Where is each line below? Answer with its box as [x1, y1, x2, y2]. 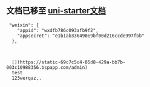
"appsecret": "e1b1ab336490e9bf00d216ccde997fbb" [17, 33, 145, 39]
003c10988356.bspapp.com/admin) [6, 64, 88, 71]
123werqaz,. [11, 75, 42, 81]
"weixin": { [8, 22, 39, 28]
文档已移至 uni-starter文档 [6, 5, 106, 16]
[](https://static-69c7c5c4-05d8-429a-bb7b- [11, 59, 126, 65]
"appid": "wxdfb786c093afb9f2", [17, 27, 99, 33]
